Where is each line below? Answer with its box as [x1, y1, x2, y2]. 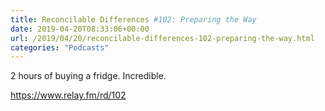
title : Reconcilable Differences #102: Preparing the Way [10, 14, 257, 25]
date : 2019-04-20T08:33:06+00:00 [10, 24, 150, 34]
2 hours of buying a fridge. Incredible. [10, 70, 167, 82]
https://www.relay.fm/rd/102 [10, 89, 127, 101]
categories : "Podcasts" [10, 42, 110, 53]
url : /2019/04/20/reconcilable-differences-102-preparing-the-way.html [10, 33, 315, 43]
